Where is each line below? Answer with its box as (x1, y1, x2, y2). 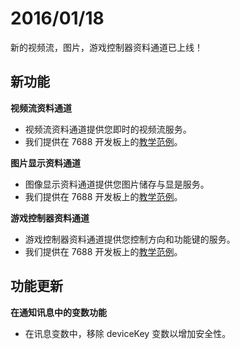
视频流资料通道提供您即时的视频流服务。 (24, 123, 192, 135)
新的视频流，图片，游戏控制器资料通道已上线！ (10, 41, 203, 53)
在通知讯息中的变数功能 (10, 306, 107, 318)
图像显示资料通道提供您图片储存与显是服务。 (24, 178, 210, 190)
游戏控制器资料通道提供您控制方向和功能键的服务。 (24, 233, 236, 245)
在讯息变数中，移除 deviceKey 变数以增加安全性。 (24, 327, 232, 339)
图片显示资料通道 (10, 157, 81, 169)
